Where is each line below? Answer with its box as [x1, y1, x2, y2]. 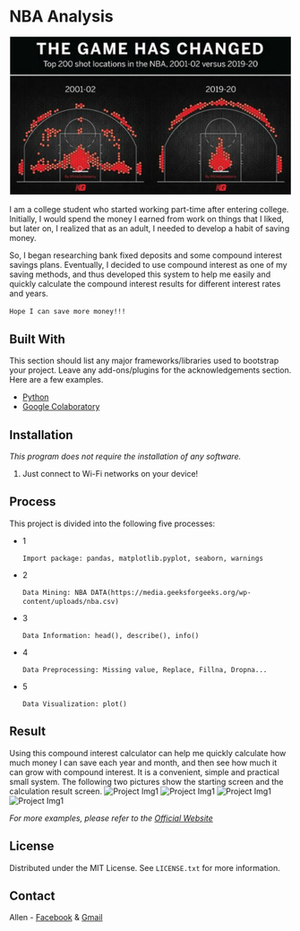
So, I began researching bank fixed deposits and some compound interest [9, 250, 282, 261]
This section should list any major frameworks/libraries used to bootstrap [9, 356, 279, 366]
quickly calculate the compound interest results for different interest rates [9, 279, 281, 289]
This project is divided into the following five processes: [9, 518, 216, 529]
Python [21, 392, 49, 402]
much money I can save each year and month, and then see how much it [9, 757, 278, 768]
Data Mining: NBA [21, 588, 88, 597]
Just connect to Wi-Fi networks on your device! [21, 469, 199, 479]
